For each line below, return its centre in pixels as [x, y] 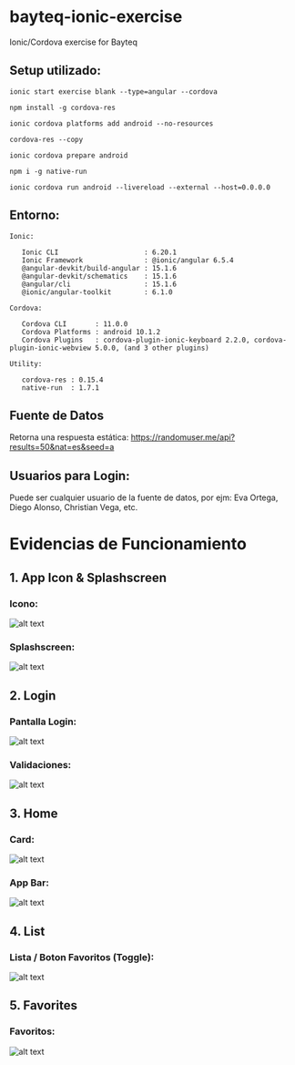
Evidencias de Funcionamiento [128, 544]
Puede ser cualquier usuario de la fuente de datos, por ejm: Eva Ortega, [144, 497]
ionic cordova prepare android [69, 155]
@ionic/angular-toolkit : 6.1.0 [97, 292]
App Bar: [30, 883]
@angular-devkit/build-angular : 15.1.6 [99, 268]
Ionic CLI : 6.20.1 [99, 252]
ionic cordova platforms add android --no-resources [112, 123]
